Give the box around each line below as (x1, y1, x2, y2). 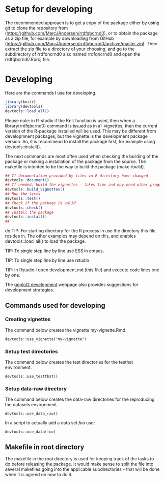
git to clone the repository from (5, 25, 68, 31)
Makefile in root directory (5, 443, 84, 451)
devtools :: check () (5, 205, 43, 210)
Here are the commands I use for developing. (5, 90, 97, 96)
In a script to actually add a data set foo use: (5, 420, 95, 426)
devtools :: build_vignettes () (5, 187, 65, 192)
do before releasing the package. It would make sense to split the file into (5, 461, 154, 467)
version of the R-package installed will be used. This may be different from (5, 128, 156, 134)
